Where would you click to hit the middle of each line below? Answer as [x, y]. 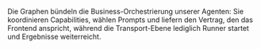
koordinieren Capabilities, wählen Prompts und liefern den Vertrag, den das [130, 20]
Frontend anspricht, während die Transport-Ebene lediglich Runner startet [128, 28]
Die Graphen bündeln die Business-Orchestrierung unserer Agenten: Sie [125, 11]
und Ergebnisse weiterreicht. [54, 36]
